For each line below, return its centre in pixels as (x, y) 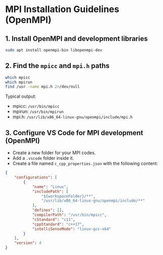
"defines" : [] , (48, 210)
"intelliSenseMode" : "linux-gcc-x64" (72, 229)
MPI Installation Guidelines (62, 9)
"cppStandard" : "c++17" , (58, 224)
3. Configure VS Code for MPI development (74, 133)
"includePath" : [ (50, 192)
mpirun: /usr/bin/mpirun (38, 111)
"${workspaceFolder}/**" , (68, 196)
